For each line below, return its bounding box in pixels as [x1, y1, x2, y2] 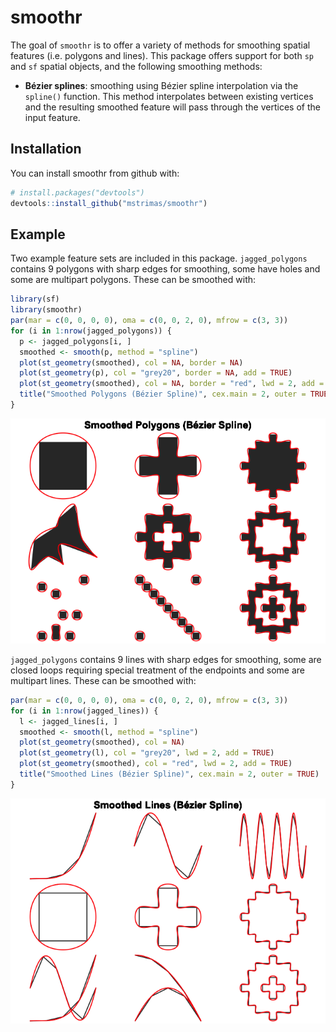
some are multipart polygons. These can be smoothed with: [10, 274, 257, 286]
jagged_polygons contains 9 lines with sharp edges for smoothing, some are [10, 653, 322, 665]
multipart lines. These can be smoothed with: [10, 674, 197, 686]
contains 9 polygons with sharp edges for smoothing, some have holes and [10, 263, 321, 275]
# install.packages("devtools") [10, 187, 145, 198]
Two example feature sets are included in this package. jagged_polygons [10, 252, 308, 265]
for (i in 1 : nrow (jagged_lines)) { [10, 706, 159, 716]
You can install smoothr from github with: [10, 167, 180, 179]
